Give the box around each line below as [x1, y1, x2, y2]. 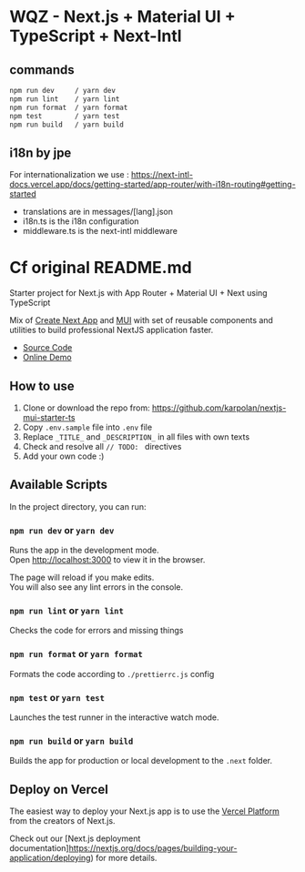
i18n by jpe [9, 145, 72, 160]
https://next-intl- [130, 169, 194, 180]
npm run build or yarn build [9, 735, 134, 747]
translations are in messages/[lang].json [22, 207, 174, 218]
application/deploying [9, 853, 91, 864]
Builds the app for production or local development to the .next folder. [9, 755, 273, 766]
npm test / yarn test [9, 111, 120, 120]
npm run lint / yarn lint [9, 94, 120, 104]
